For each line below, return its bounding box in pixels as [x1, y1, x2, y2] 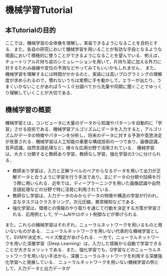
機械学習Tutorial [5, 4, 73, 16]
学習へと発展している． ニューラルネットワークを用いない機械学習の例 [9, 259, 155, 265]
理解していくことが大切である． [9, 90, 75, 95]
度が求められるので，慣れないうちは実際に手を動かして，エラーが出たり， [5, 78, 158, 83]
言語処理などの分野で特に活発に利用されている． [12, 186, 113, 192]
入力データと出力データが [17, 265, 71, 271]
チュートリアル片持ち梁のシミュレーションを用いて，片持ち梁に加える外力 [5, 59, 158, 65]
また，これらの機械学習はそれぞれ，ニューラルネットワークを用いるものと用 [5, 222, 163, 228]
